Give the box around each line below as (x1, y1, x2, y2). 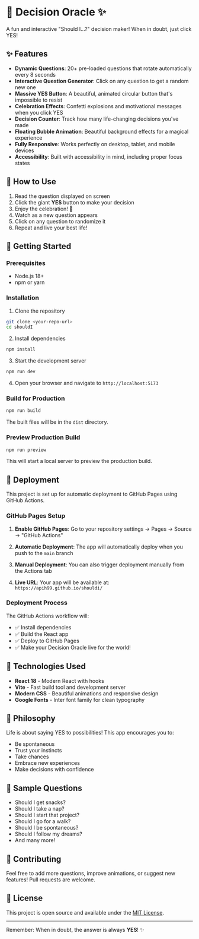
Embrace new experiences (14, 760, 80, 767)
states (14, 159, 30, 166)
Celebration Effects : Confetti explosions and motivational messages (14, 102, 182, 109)
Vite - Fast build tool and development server (14, 683, 126, 691)
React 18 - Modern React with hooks (14, 677, 105, 684)
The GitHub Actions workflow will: (6, 612, 89, 619)
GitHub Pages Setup (6, 512, 66, 520)
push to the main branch (14, 549, 73, 556)
